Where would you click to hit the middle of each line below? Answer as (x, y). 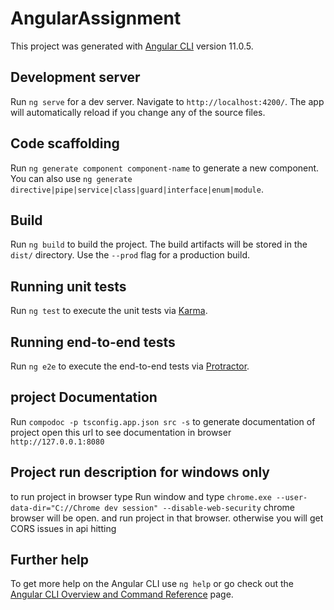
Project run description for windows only (140, 472)
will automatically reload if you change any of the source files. (138, 112)
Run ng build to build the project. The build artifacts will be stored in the (159, 244)
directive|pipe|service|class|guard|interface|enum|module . (137, 189)
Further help (50, 560)
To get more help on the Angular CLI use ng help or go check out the (152, 584)
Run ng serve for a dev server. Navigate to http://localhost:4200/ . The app (167, 101)
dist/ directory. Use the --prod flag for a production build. (130, 255)
